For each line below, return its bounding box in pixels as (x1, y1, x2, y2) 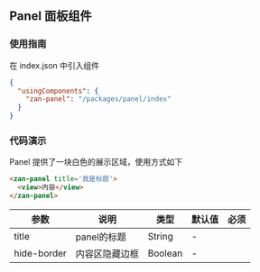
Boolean (147, 247, 183, 259)
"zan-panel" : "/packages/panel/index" (25, 95, 172, 104)
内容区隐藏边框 (75, 247, 140, 259)
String (147, 230, 173, 242)
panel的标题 (75, 231, 126, 243)
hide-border (14, 247, 68, 259)
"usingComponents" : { (17, 86, 99, 95)
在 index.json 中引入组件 (9, 59, 100, 70)
